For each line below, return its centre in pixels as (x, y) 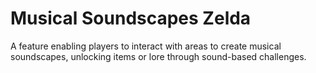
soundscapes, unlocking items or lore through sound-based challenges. (158, 56)
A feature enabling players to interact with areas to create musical (146, 46)
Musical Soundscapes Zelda (131, 18)
